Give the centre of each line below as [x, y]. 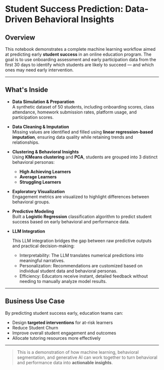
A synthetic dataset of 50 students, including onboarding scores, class [83, 107]
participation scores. [33, 117]
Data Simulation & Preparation [43, 102]
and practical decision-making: [43, 246]
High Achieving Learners [45, 172]
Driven [19, 19]
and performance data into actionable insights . [65, 362]
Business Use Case [35, 301]
